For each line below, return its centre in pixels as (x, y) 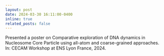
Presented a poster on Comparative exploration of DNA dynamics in (75, 38)
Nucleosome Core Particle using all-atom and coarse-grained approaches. (82, 43)
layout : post (19, 10)
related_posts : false (28, 24)
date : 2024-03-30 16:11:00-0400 (39, 14)
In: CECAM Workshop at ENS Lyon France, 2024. (56, 48)
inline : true (19, 19)
